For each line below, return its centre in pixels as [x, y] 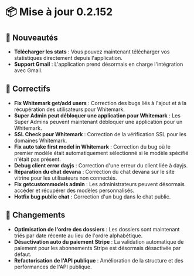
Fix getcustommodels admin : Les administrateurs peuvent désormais [99, 184]
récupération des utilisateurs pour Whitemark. [69, 109]
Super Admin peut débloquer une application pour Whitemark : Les [97, 115]
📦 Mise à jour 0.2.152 [59, 12]
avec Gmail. [28, 70]
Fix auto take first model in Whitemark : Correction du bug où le [92, 147]
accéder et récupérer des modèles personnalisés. [74, 190]
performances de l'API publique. [53, 267]
